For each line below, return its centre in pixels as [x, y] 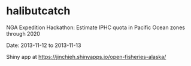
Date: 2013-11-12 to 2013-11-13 [44, 45]
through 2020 [23, 33]
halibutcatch [38, 11]
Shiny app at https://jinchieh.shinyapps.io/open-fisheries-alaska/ [86, 56]
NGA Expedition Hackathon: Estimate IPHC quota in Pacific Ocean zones [96, 27]
